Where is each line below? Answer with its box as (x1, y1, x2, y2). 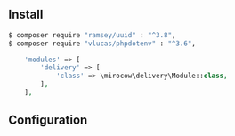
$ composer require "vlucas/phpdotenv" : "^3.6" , (8, 39, 197, 48)
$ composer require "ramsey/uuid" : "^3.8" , (8, 30, 176, 39)
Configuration (8, 113, 88, 128)
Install (8, 7, 44, 22)
